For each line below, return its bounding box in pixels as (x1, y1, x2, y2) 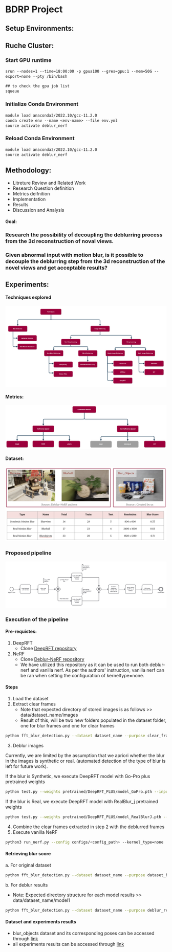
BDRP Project (5, 4, 63, 15)
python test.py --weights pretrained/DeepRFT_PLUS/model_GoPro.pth (5, 789, 153, 794)
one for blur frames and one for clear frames (20, 723, 115, 729)
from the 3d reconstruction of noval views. (5, 238, 114, 245)
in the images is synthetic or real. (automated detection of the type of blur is (5, 758, 166, 764)
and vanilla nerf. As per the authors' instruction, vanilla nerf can (30, 667, 165, 673)
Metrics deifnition (12, 190, 50, 196)
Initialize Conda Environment (5, 101, 79, 108)
